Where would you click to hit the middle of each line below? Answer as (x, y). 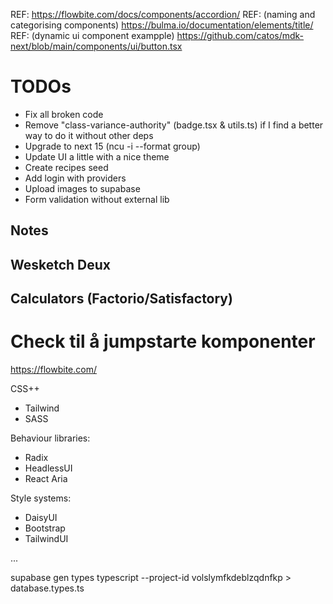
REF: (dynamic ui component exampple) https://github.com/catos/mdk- (157, 35)
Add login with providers (75, 178)
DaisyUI (41, 518)
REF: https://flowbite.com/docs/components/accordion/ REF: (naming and (163, 14)
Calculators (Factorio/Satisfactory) (121, 299)
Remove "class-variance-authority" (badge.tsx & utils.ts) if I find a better (174, 125)
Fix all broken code (64, 114)
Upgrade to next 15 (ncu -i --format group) (112, 146)
